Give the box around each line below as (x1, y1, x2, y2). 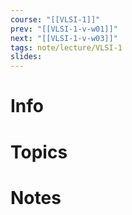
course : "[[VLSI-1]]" (10, 14, 101, 25)
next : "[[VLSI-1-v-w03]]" (10, 33, 118, 43)
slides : (10, 52, 43, 62)
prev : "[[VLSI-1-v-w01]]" (10, 24, 118, 34)
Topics (10, 141, 68, 163)
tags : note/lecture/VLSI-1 (10, 42, 123, 53)
